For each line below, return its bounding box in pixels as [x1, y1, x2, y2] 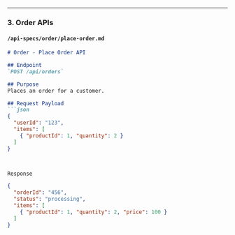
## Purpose [7, 81, 39, 88]
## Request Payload [7, 100, 64, 107]
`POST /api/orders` [7, 68, 64, 75]
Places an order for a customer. [7, 87, 105, 94]
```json [7, 106, 30, 114]
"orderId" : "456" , [13, 189, 68, 196]
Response [7, 170, 33, 177]
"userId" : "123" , [13, 119, 64, 126]
